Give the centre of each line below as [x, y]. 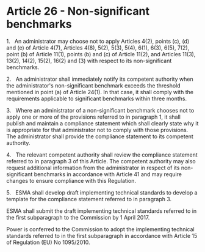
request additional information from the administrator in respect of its [93, 168]
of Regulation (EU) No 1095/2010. [48, 242]
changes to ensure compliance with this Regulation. [71, 180]
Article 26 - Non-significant [78, 11]
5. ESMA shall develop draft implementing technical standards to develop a [102, 192]
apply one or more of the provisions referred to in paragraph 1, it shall [94, 117]
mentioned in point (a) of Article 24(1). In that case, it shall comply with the [100, 92]
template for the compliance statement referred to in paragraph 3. [89, 199]
